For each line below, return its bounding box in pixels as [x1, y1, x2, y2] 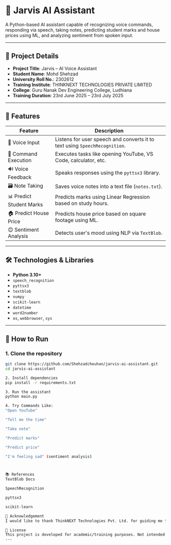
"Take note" [5, 426, 31, 431]
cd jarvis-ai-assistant [5, 366, 56, 371]
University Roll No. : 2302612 [12, 76, 74, 82]
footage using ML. [55, 216, 99, 224]
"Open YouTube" [5, 408, 38, 413]
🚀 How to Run [5, 335, 49, 343]
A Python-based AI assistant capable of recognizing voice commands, [5, 21, 153, 28]
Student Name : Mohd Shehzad [12, 71, 78, 77]
